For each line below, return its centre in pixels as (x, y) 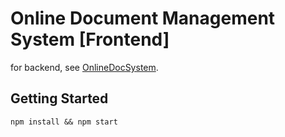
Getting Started (59, 98)
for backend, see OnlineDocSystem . (84, 67)
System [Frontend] (90, 39)
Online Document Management (143, 18)
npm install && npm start (64, 122)
